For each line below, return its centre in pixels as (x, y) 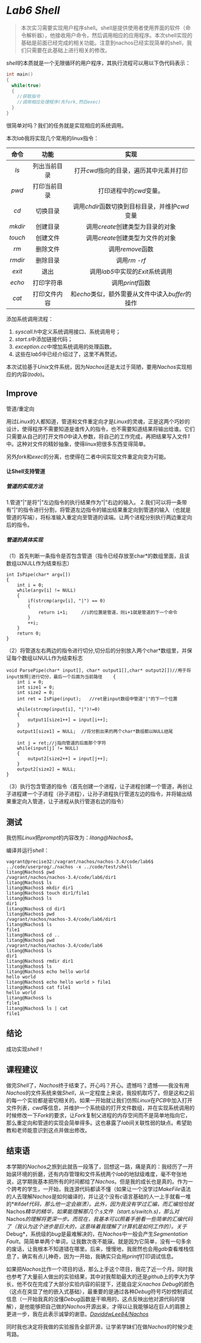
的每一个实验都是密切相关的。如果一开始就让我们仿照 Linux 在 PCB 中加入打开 (99, 1100)
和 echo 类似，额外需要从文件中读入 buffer (128, 294)
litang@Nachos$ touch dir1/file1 (48, 893)
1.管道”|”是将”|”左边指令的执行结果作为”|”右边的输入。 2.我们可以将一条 (94, 502)
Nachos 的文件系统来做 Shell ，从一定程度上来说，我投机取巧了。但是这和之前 (100, 1093)
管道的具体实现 (25, 539)
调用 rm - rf (131, 260)
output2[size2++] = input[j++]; (68, 759)
